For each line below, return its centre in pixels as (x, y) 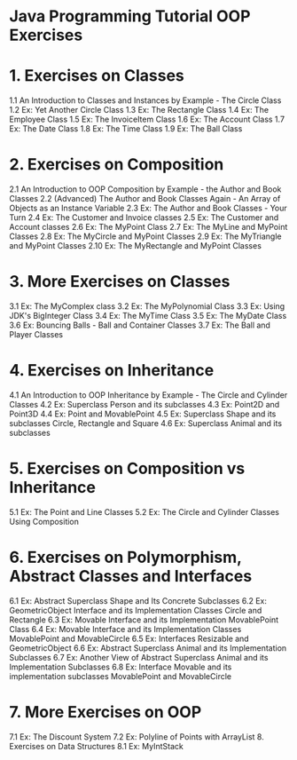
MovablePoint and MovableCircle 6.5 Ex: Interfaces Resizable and (129, 638)
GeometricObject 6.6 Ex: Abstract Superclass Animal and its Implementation (148, 648)
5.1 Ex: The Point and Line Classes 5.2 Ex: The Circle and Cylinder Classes (144, 511)
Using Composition (44, 521)
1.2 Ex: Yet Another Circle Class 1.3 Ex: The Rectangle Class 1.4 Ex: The (139, 110)
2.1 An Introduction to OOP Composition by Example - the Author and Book (145, 189)
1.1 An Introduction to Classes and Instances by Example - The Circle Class (145, 100)
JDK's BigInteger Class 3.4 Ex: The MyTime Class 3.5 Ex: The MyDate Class (148, 316)
